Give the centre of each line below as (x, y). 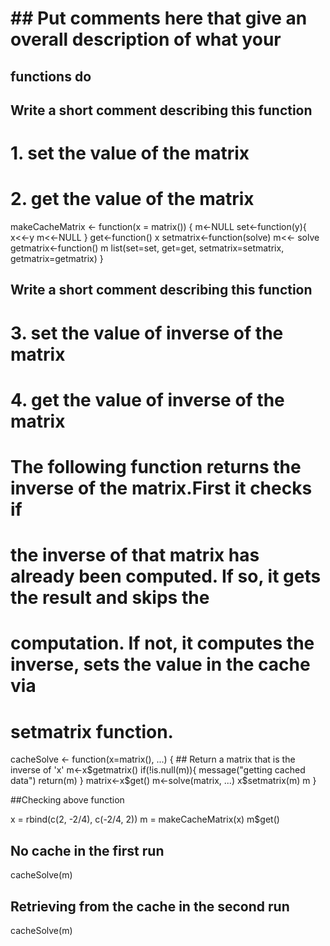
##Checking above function (67, 800)
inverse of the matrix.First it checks (161, 488)
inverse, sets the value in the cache (160, 664)
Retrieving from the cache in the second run (150, 906)
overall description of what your (146, 39)
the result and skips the (110, 598)
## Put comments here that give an (159, 18)
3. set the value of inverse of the (147, 333)
